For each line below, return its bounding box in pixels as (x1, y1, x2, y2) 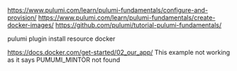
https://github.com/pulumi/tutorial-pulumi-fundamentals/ (55, 21, 222, 29)
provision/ (7, 13, 37, 22)
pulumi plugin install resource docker (7, 34, 116, 43)
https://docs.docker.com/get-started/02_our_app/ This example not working (7, 49, 231, 56)
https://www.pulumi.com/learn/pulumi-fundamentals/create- (38, 13, 216, 22)
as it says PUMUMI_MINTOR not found (7, 56, 121, 64)
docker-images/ (7, 21, 55, 29)
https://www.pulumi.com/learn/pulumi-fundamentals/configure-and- (7, 6, 208, 14)
